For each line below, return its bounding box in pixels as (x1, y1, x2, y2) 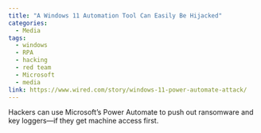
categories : (8, 19, 48, 27)
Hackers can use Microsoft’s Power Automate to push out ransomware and (8, 108, 254, 117)
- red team (15, 64, 52, 72)
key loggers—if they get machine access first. (8, 116, 159, 126)
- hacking (15, 57, 48, 65)
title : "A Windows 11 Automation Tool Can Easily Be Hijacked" (8, 11, 223, 20)
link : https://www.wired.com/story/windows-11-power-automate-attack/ (8, 85, 247, 94)
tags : (8, 33, 26, 42)
